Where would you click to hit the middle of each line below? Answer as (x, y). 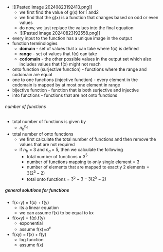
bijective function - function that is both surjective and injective (75, 90)
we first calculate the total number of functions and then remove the (88, 139)
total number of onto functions (43, 134)
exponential (31, 223)
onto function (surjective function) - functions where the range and (79, 69)
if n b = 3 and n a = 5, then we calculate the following (71, 150)
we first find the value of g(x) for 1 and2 (59, 12)
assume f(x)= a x (35, 229)
